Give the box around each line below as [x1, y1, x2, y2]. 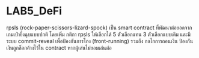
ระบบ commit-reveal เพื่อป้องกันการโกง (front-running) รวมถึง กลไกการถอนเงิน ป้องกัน [6, 37, 194, 44]
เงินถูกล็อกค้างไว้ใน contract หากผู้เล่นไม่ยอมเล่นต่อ [6, 44, 112, 51]
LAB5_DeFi [6, 4, 62, 18]
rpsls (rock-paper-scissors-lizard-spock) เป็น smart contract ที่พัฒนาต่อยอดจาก [6, 24, 192, 31]
